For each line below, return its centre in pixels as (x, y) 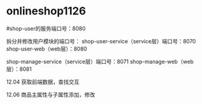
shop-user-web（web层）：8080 (47, 49)
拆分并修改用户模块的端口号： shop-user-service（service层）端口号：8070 (101, 41)
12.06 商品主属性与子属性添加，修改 (51, 94)
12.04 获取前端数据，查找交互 (43, 82)
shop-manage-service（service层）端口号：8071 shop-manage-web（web (100, 61)
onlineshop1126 (46, 11)
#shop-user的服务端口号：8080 (46, 28)
